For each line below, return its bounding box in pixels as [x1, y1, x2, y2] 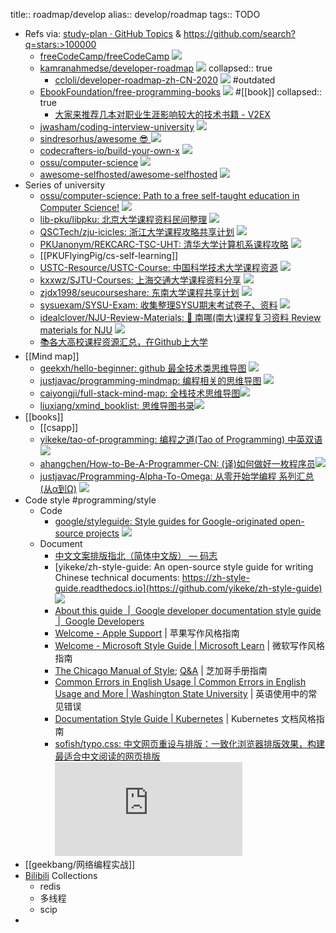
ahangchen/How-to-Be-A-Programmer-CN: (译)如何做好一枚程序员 [39, 458, 316, 469]
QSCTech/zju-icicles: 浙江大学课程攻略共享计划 [39, 226, 235, 238]
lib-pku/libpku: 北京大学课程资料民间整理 [39, 214, 208, 225]
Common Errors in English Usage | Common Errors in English [54, 676, 307, 688]
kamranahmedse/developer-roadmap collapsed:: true [39, 62, 273, 74]
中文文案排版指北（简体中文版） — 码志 [54, 550, 218, 561]
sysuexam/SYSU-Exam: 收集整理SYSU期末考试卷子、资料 [39, 299, 278, 311]
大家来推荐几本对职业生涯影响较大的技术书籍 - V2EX [54, 109, 271, 120]
